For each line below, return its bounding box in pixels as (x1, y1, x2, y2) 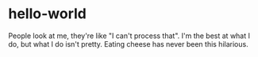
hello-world (8, 5, 87, 23)
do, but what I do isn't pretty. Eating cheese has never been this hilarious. (8, 39, 248, 48)
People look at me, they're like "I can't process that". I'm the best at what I (8, 31, 250, 40)
